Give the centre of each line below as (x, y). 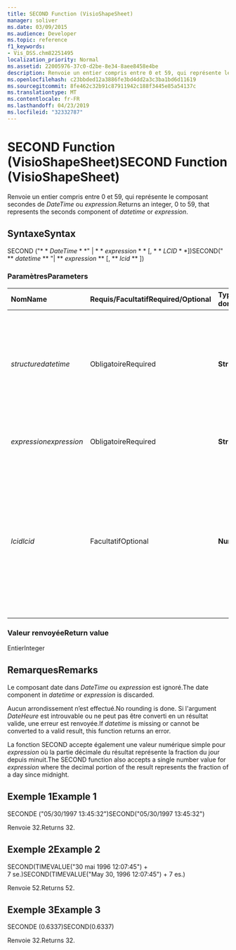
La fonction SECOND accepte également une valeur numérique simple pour (117, 744)
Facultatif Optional (119, 541)
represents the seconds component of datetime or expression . (98, 212)
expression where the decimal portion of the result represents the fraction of (118, 767)
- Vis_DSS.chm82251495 (40, 54)
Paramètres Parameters (48, 276)
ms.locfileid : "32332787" (45, 112)
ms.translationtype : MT (42, 92)
